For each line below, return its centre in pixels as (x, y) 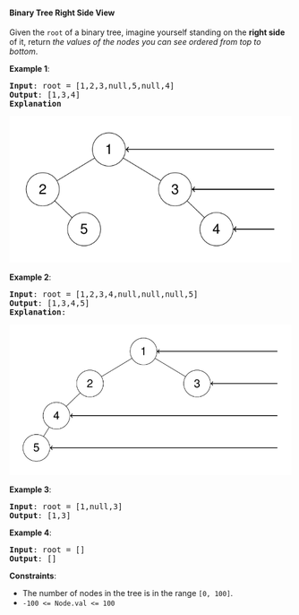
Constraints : (33, 576)
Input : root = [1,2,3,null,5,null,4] (92, 86)
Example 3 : (30, 489)
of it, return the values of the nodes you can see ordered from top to (135, 42)
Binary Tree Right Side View (62, 13)
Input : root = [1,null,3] (66, 506)
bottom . (24, 52)
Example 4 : (30, 533)
